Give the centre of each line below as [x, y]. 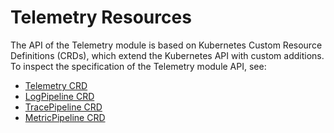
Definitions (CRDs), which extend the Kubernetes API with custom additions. [167, 55]
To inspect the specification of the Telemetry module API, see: [138, 66]
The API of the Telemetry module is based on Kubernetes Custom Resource [166, 45]
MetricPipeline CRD [65, 117]
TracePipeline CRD [63, 107]
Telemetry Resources [101, 17]
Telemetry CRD [56, 85]
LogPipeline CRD [59, 96]
